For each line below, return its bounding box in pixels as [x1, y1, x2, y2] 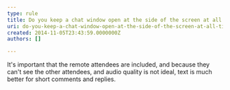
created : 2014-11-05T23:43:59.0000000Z [7, 29, 121, 36]
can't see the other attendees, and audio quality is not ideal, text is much [7, 68, 212, 76]
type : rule [7, 10, 38, 17]
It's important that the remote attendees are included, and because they [7, 60, 210, 69]
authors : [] [7, 36, 41, 43]
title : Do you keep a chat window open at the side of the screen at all [7, 16, 222, 23]
